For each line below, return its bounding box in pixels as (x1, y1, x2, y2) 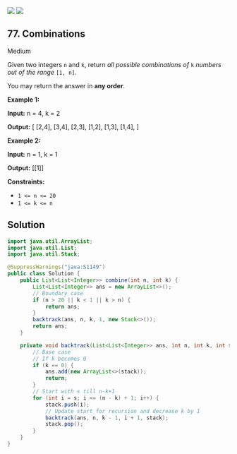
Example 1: (7, 95, 40, 104)
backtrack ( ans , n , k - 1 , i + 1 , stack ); (44, 414, 169, 422)
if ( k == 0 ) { (32, 362, 74, 369)
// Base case (32, 348, 71, 356)
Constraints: (7, 177, 45, 186)
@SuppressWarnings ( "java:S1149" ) (7, 263, 106, 271)
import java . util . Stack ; (7, 251, 80, 258)
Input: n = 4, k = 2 (7, 109, 61, 117)
